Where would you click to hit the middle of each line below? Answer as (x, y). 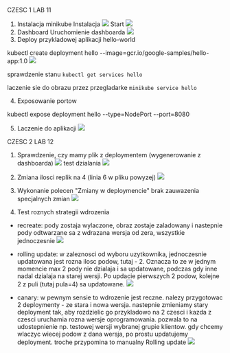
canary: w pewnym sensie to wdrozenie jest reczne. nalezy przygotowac (120, 297)
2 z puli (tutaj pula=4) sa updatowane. (71, 284)
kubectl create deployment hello (53, 53)
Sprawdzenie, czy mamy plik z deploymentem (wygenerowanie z (109, 155)
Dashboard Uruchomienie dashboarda (71, 32)
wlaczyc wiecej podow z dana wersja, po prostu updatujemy (103, 334)
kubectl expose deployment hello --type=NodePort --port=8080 (99, 114)
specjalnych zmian (43, 199)
